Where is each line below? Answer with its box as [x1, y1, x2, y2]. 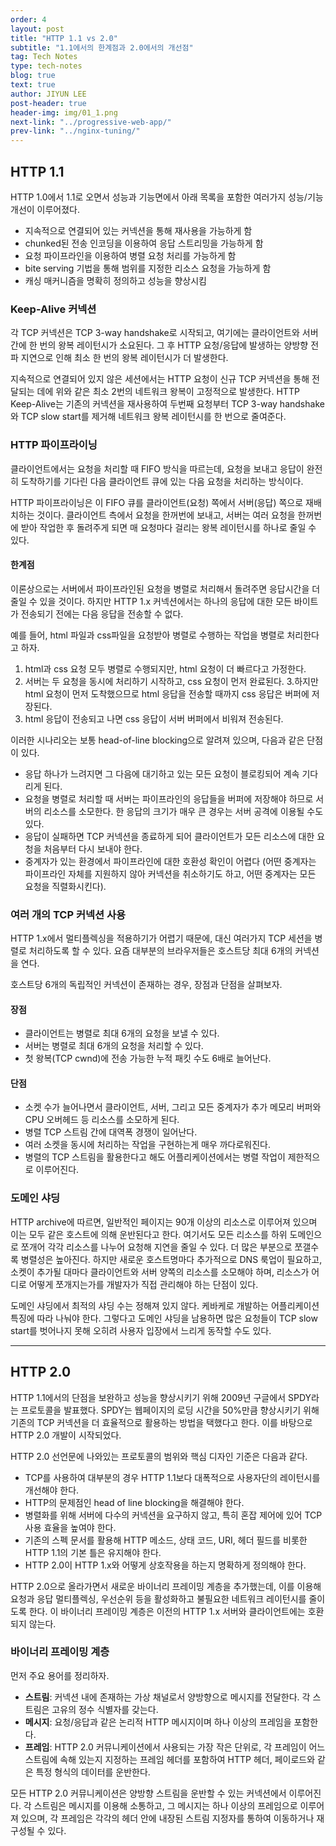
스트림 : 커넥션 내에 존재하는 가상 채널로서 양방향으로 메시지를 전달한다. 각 [24, 1691, 311, 1703]
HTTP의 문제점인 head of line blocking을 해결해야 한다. [24, 1496, 245, 1508]
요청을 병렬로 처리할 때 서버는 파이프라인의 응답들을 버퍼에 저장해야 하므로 [24, 792, 314, 805]
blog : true [10, 71, 56, 81]
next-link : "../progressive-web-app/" [10, 117, 172, 127]
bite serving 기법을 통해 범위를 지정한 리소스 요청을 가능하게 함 [24, 262, 272, 274]
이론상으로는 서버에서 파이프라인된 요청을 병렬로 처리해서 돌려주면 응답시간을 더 [10, 582, 321, 595]
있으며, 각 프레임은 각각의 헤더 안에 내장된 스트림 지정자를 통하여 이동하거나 [20, 1812, 315, 1824]
